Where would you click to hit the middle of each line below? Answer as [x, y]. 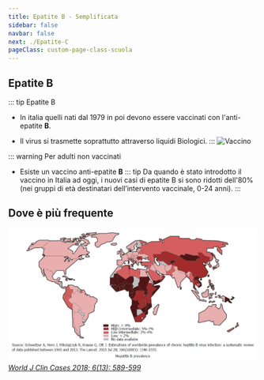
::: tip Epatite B [32, 102]
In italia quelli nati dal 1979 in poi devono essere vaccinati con [120, 117]
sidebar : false [33, 25]
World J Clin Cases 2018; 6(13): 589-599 [75, 368]
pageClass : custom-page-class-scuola [70, 50]
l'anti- [231, 117]
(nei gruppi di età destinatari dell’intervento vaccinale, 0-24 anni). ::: [130, 188]
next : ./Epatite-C [38, 42]
